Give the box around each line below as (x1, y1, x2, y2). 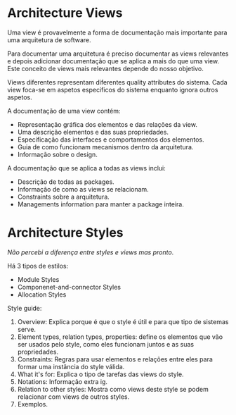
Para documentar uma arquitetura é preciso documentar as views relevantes (7, 49, 229, 58)
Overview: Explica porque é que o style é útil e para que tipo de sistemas (17, 317, 229, 326)
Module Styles (17, 275, 60, 283)
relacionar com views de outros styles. (17, 392, 130, 401)
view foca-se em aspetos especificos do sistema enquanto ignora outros (7, 85, 218, 94)
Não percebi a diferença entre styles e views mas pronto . (7, 248, 174, 256)
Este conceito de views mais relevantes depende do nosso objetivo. (7, 64, 204, 73)
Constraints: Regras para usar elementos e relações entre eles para (17, 354, 213, 364)
